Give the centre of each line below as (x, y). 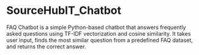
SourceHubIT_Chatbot (64, 11)
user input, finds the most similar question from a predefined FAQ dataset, (99, 40)
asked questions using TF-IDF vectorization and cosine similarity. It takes (99, 33)
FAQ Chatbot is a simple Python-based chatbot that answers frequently (96, 27)
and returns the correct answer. (46, 47)
